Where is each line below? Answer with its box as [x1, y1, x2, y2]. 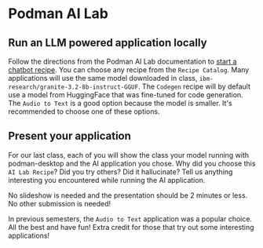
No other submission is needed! [8, 199, 111, 208]
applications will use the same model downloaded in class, [8, 74, 198, 82]
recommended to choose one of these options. [8, 107, 160, 116]
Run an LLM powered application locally [8, 36, 207, 49]
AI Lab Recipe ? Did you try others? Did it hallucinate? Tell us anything [8, 166, 233, 177]
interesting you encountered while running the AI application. [8, 175, 206, 184]
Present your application [8, 129, 132, 143]
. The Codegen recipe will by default [137, 82, 251, 91]
